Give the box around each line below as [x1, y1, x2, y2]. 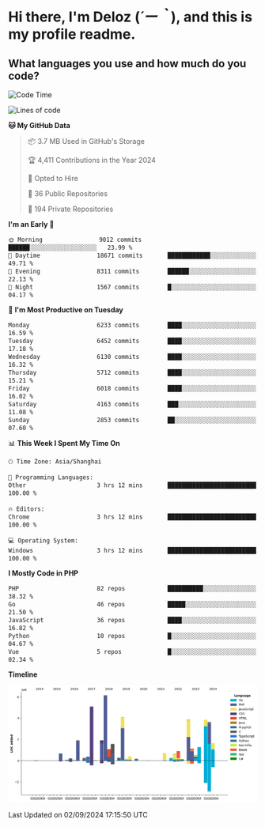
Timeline [8, 670, 38, 679]
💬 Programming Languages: [8, 474, 93, 481]
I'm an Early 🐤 [8, 220, 55, 228]
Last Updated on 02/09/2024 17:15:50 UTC [8, 810, 149, 819]
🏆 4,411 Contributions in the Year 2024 [27, 156, 157, 164]
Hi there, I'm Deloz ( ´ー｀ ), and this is [8, 8, 253, 26]
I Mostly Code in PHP [8, 568, 79, 578]
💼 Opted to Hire [27, 174, 79, 183]
